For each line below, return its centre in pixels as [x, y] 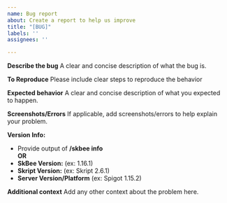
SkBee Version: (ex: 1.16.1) [55, 163]
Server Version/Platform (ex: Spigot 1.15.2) [79, 178]
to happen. [23, 100]
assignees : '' [28, 40]
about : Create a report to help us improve [72, 20]
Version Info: [27, 135]
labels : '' [23, 33]
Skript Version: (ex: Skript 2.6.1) [64, 171]
